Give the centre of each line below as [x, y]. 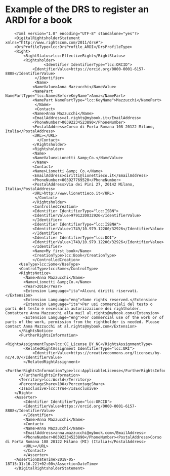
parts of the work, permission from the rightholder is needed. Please [82, 322]
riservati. [127, 291]
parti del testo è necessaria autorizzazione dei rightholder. [73, 308]
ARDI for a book [39, 20]
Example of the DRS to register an [77, 9]
